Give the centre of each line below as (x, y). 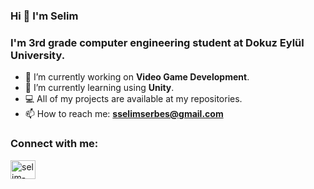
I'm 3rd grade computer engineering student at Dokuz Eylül (157, 42)
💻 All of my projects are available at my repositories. (133, 99)
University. (38, 55)
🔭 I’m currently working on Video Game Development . (137, 77)
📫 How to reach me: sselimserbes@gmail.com (124, 114)
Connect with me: (54, 144)
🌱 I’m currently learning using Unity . (99, 88)
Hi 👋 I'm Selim (44, 16)
